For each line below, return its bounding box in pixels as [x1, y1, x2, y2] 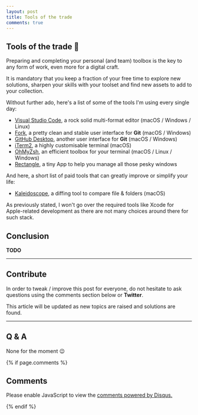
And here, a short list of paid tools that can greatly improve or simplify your [6, 172, 189, 179]
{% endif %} [6, 403, 37, 410]
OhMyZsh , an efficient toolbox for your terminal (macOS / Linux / [14, 148, 172, 155]
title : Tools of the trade [6, 14, 72, 20]
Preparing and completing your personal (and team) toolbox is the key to [6, 57, 183, 64]
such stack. [6, 214, 34, 221]
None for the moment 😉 [6, 347, 65, 355]
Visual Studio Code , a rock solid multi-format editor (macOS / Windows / [14, 116, 191, 124]
